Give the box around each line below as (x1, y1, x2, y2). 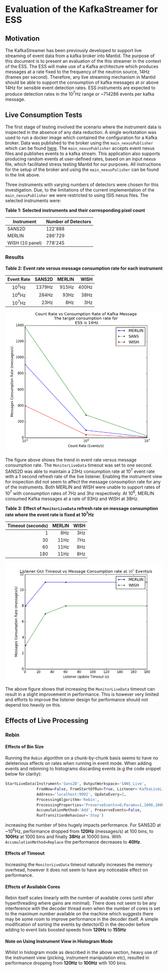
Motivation (5, 34, 40, 43)
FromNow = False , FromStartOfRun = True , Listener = (36, 786, 137, 791)
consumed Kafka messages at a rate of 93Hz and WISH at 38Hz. (5, 496, 139, 502)
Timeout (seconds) (7, 523, 48, 529)
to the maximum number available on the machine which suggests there (5, 911, 153, 917)
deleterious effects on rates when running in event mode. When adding (5, 760, 152, 766)
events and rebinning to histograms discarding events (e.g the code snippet (5, 766, 161, 772)
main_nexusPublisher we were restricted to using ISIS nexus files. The (5, 192, 148, 199)
